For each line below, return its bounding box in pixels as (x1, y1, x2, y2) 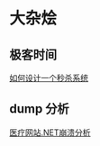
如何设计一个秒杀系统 (9, 73, 88, 83)
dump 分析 (9, 101, 69, 117)
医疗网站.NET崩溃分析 (9, 127, 92, 138)
